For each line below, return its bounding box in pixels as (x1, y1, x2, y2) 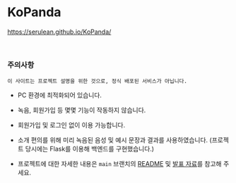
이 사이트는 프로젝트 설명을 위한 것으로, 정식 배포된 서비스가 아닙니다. (7, 78, 187, 85)
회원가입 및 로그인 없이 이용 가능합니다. (17, 121, 126, 130)
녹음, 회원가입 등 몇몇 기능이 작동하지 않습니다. (17, 106, 146, 115)
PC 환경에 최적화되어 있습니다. (17, 91, 102, 99)
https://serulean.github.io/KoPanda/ (7, 27, 112, 36)
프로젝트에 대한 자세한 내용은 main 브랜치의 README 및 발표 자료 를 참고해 (17, 160, 222, 168)
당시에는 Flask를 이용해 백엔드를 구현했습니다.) (25, 145, 154, 153)
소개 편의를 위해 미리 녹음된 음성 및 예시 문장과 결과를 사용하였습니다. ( (17, 136, 212, 144)
